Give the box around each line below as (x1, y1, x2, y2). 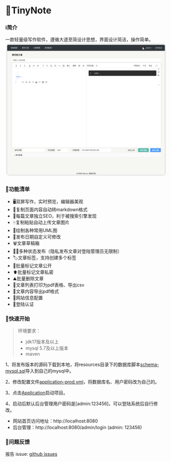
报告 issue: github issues (5, 451, 58, 457)
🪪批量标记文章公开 (12, 262, 52, 268)
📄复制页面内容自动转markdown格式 (12, 206, 88, 213)
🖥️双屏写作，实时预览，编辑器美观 (12, 198, 83, 204)
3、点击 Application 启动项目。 (5, 390, 68, 396)
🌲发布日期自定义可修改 (12, 234, 61, 240)
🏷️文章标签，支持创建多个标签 (12, 254, 77, 261)
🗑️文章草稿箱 (12, 240, 40, 246)
